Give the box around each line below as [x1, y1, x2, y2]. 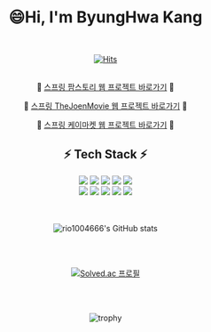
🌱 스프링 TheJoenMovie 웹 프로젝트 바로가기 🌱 [23, 101, 188, 111]
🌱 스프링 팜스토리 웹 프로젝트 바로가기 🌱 [35, 81, 176, 92]
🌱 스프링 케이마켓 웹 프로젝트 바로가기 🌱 [35, 119, 176, 130]
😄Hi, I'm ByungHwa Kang [8, 7, 203, 28]
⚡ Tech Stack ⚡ [63, 147, 148, 162]
